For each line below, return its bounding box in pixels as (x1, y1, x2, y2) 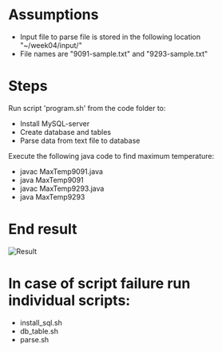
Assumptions (8, 6, 99, 24)
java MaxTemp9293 (19, 192, 85, 201)
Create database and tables (19, 127, 112, 136)
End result (8, 220, 77, 239)
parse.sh (19, 334, 50, 344)
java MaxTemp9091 (19, 175, 84, 184)
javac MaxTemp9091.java (19, 166, 104, 176)
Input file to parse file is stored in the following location (19, 32, 201, 42)
